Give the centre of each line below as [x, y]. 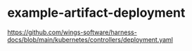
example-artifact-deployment [96, 13]
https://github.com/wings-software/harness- [72, 32]
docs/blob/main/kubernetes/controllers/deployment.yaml [90, 39]
